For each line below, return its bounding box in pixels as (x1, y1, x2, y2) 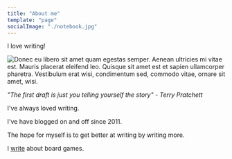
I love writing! (7, 42, 46, 50)
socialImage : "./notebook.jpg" (7, 23, 98, 30)
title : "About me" (7, 10, 60, 17)
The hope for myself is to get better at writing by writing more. (7, 131, 185, 139)
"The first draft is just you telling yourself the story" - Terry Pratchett (7, 91, 203, 99)
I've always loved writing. (7, 104, 80, 113)
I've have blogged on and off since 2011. (7, 118, 123, 126)
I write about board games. (7, 144, 84, 153)
